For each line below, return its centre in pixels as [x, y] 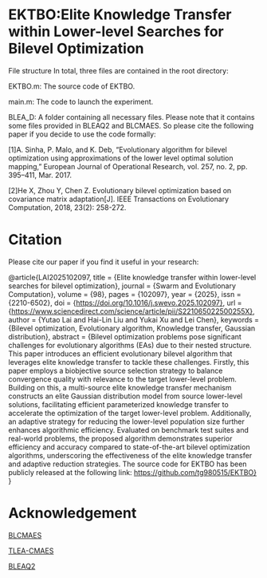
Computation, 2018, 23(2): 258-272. [67, 207]
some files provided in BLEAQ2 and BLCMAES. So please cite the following [131, 125]
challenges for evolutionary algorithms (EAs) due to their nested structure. [130, 345]
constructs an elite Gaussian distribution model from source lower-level [126, 396]
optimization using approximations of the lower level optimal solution [121, 158]
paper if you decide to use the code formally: [82, 134]
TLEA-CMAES [31, 550]
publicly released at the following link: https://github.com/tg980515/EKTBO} [133, 472]
